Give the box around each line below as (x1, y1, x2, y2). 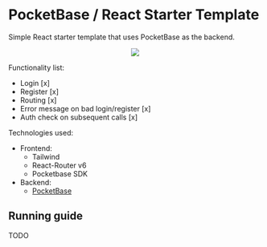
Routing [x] (19, 95, 57, 105)
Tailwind (31, 152, 60, 161)
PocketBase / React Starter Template (8, 6, 260, 24)
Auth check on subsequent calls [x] (19, 112, 138, 122)
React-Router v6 (31, 160, 87, 170)
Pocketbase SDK (31, 168, 88, 178)
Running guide (8, 209, 83, 223)
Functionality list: (8, 63, 65, 72)
